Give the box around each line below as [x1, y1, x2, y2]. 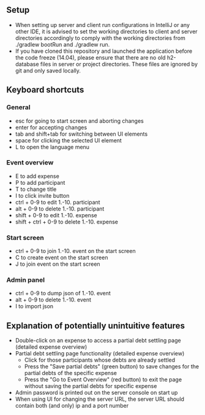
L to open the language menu [15, 143, 90, 150]
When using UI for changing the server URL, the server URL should [15, 395, 185, 403]
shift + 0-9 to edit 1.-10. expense [15, 211, 97, 219]
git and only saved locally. [15, 67, 81, 74]
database [15, 60, 39, 68]
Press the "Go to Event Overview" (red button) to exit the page [24, 376, 182, 383]
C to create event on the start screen [15, 254, 108, 262]
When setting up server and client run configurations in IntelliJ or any [15, 21, 190, 28]
